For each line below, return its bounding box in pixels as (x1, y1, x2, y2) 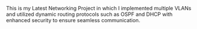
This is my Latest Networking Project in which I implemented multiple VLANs (6, 5, 192, 11)
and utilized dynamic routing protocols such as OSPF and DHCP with (6, 11, 173, 18)
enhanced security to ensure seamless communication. (6, 17, 141, 23)
